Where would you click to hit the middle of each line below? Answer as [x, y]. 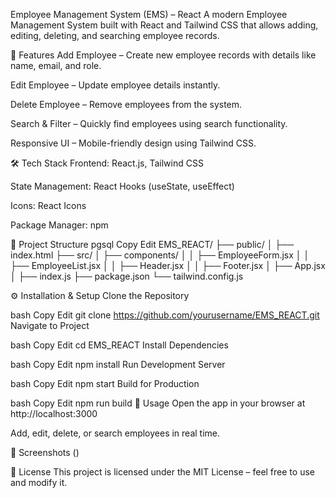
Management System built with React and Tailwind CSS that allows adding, [164, 25]
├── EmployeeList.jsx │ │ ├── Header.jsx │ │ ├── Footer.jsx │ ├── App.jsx [168, 265]
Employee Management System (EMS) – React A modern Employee [149, 14]
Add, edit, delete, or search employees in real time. [115, 433]
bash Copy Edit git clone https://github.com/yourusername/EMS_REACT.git [165, 315]
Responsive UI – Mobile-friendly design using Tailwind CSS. [133, 143]
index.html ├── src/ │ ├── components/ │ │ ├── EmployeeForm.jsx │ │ [160, 255]
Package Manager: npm [59, 225]
